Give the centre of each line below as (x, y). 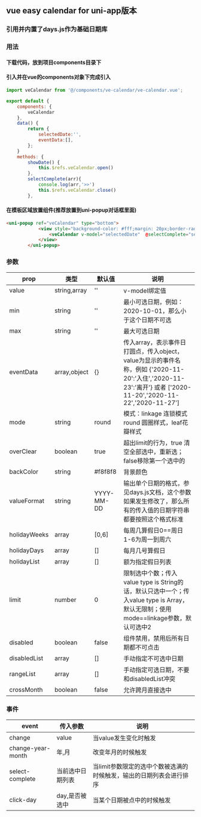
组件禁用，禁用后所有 (153, 638)
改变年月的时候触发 (120, 752)
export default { (28, 101)
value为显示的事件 (149, 360)
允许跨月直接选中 (147, 690)
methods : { (31, 157)
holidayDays (27, 550)
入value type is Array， (156, 600)
